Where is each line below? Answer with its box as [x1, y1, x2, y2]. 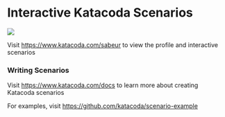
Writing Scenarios [7, 65, 69, 75]
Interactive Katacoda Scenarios [7, 5, 193, 21]
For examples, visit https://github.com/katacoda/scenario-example [7, 102, 198, 110]
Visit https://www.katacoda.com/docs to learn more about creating [7, 81, 199, 89]
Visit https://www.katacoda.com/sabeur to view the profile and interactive [7, 40, 219, 49]
